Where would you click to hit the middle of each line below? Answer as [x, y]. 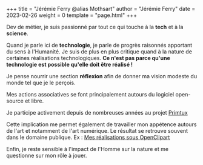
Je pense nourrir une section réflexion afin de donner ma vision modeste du [102, 76]
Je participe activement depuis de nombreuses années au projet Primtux [97, 113]
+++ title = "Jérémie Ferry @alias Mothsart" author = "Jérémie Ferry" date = [101, 9]
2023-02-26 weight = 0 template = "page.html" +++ [72, 15]
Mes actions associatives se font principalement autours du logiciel [90, 94]
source [15, 101]
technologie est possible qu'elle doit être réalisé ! [70, 64]
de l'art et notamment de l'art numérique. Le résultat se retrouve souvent [97, 131]
